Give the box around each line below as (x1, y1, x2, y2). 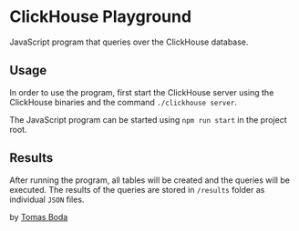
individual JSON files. (9, 194, 85, 205)
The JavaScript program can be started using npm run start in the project (9, 114, 287, 125)
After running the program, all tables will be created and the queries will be (9, 175, 290, 186)
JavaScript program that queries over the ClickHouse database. (9, 36, 249, 47)
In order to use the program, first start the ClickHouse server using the (9, 86, 274, 97)
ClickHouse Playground (9, 6, 192, 27)
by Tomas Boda (9, 211, 68, 222)
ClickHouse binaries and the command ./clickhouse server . (9, 96, 237, 107)
